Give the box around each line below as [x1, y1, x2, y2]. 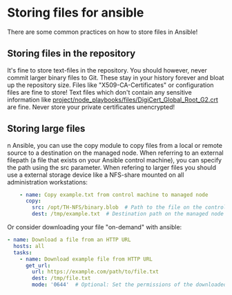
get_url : [25, 262, 51, 269]
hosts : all [13, 242, 45, 249]
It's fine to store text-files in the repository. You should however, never [7, 66, 207, 74]
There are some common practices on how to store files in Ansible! [7, 28, 198, 36]
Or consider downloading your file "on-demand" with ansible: [7, 223, 182, 231]
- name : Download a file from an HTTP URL [7, 236, 131, 243]
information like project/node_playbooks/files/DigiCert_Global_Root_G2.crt [7, 95, 219, 104]
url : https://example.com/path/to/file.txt [32, 268, 159, 276]
